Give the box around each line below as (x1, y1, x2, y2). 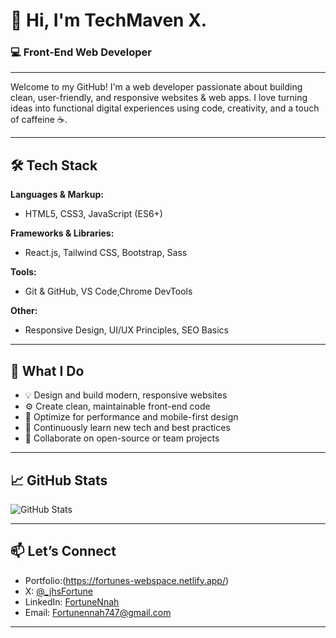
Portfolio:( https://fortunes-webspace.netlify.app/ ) (24, 574, 230, 586)
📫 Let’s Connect (10, 543, 117, 560)
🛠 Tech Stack (10, 157, 98, 174)
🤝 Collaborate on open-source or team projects (24, 432, 220, 444)
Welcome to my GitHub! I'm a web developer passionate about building (10, 81, 303, 93)
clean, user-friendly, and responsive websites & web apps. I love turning (10, 92, 308, 104)
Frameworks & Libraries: (10, 227, 115, 239)
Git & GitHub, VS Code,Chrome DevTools (24, 285, 193, 298)
